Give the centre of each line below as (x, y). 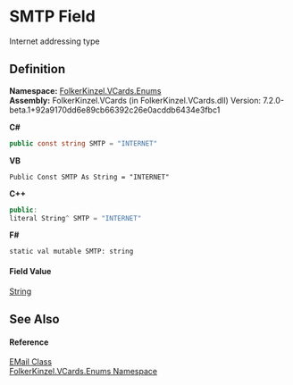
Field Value (30, 271)
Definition (37, 69)
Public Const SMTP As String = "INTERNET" (89, 177)
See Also (34, 319)
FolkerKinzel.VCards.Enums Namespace (84, 372)
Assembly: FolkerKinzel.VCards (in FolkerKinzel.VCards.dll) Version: (135, 100)
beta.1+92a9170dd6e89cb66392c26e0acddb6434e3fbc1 (115, 110)
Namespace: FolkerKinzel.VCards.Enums (85, 90)
